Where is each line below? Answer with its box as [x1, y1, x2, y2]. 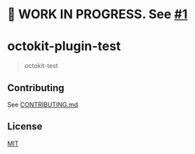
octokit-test [24, 62, 58, 70]
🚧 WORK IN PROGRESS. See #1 [7, 6, 188, 22]
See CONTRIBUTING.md [7, 100, 79, 108]
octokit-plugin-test [7, 38, 121, 55]
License [7, 120, 43, 132]
